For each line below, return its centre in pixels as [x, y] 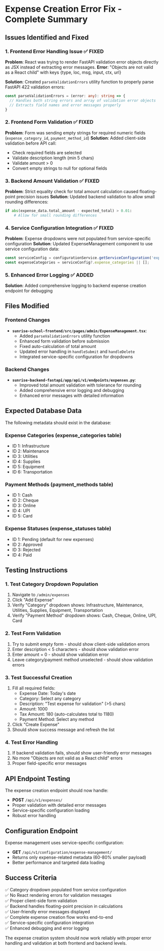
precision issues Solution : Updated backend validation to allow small [86, 196]
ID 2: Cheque [25, 500]
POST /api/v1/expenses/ [37, 800]
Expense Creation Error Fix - [63, 9]
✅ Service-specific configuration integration [50, 923]
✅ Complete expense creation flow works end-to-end [59, 917]
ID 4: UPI [21, 511]
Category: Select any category [50, 699]
